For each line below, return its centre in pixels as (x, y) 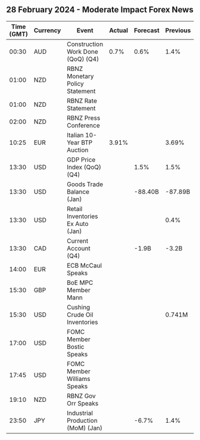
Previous (178, 30)
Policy (75, 83)
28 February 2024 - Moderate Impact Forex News (100, 10)
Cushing (78, 307)
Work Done (82, 51)
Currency (47, 30)
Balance (78, 191)
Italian (75, 135)
